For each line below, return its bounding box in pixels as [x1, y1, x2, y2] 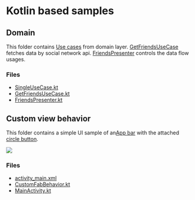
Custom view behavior [6, 113, 91, 123]
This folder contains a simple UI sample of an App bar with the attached [6, 129, 180, 136]
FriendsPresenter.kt [14, 96, 63, 104]
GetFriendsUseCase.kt [14, 90, 70, 97]
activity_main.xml [14, 175, 57, 182]
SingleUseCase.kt [14, 84, 58, 91]
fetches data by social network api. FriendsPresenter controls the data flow [6, 50, 189, 57]
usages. [6, 56, 25, 63]
